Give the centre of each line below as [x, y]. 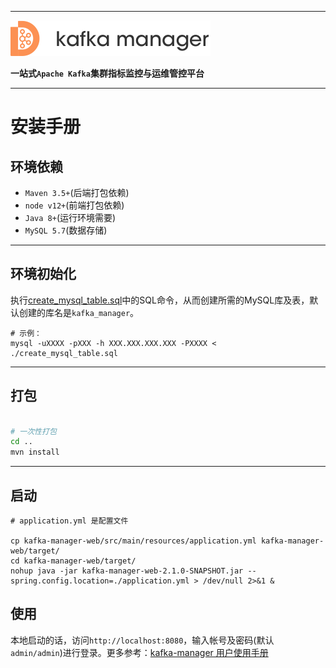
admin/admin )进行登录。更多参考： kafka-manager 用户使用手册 [139, 652]
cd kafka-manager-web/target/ [73, 561]
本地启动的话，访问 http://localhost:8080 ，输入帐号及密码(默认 [142, 640]
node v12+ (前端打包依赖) [74, 205]
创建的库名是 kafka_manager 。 [79, 312]
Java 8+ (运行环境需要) [70, 217]
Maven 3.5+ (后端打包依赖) [77, 192]
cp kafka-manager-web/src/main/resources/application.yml [133, 541]
